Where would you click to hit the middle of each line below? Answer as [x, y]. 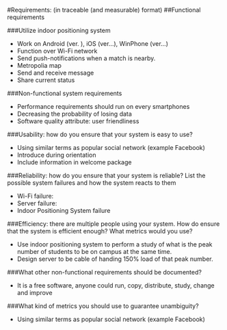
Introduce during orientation [57, 155]
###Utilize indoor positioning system [59, 30]
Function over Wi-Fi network [57, 51]
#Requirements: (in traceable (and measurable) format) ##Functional [104, 10]
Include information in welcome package [74, 162]
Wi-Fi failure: [35, 196]
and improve [35, 293]
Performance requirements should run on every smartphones [103, 106]
